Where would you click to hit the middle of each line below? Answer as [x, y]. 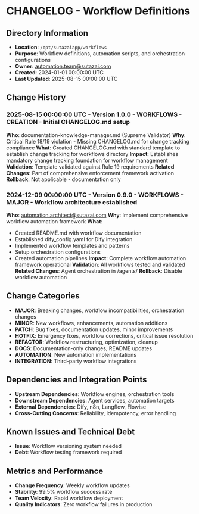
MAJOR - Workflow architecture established [72, 202]
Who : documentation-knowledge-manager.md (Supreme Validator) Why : [96, 135]
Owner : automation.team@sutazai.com [63, 66]
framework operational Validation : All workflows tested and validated [100, 264]
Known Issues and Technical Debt [71, 432]
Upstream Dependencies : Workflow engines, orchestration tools [94, 394]
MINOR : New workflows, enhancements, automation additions [91, 323]
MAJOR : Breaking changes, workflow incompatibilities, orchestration [99, 310]
